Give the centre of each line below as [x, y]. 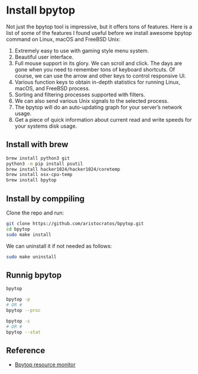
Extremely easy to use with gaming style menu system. [82, 50]
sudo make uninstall [32, 257]
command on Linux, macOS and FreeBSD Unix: [64, 39]
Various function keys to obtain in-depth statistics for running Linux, [97, 82]
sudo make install [29, 235]
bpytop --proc [24, 310]
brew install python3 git [38, 158]
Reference [26, 350]
